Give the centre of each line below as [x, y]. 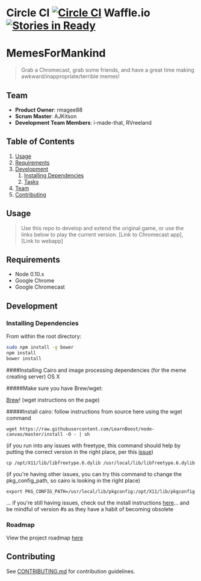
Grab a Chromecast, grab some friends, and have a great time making [107, 70]
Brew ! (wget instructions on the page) [53, 400]
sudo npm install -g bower [40, 347]
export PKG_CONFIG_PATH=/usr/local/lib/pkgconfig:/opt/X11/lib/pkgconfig [101, 491]
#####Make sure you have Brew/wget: [55, 388]
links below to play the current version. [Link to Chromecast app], [102, 234]
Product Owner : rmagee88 [49, 110]
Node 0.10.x [29, 274]
